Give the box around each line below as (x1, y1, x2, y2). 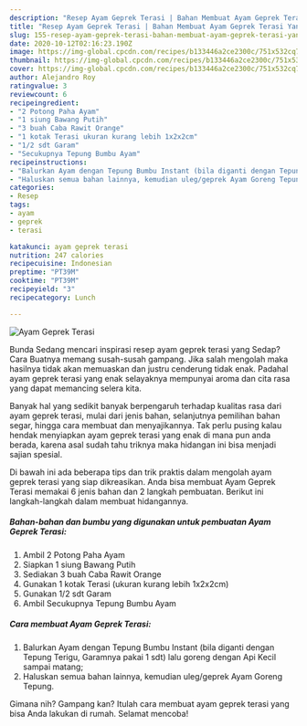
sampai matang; (22, 661, 84, 672)
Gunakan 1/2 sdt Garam (22, 588, 112, 599)
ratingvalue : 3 (9, 81, 68, 90)
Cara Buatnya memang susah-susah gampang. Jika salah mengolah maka (9, 353, 289, 364)
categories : (9, 184, 55, 193)
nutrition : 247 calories (9, 250, 104, 260)
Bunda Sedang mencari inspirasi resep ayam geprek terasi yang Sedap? (9, 343, 281, 354)
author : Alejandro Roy (9, 73, 96, 82)
